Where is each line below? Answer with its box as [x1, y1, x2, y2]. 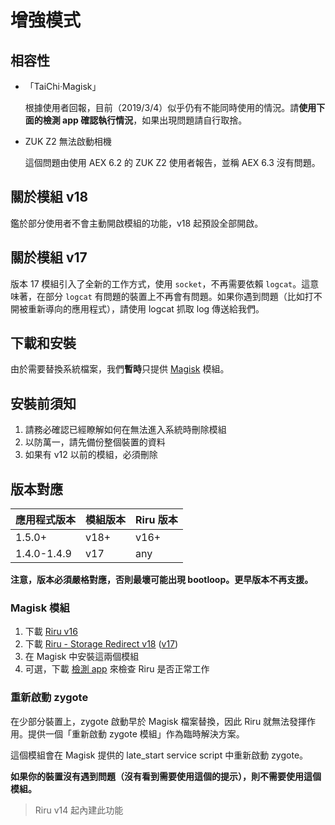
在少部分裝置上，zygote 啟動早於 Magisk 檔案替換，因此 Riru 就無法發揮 [10, 715, 308, 727]
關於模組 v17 [10, 249, 88, 266]
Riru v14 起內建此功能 [34, 804, 124, 816]
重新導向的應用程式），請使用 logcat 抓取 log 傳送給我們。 [27, 302, 265, 315]
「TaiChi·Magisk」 [24, 81, 102, 92]
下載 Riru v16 [24, 626, 78, 638]
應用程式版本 [15, 513, 77, 527]
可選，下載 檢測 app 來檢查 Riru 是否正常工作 [24, 663, 210, 675]
